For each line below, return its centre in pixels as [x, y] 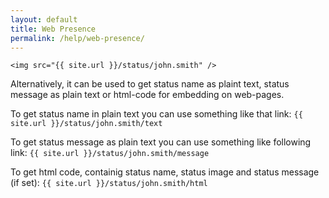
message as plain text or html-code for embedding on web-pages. [147, 95]
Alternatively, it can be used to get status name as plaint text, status [150, 84]
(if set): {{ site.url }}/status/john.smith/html [109, 183]
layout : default [44, 19]
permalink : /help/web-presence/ [77, 38]
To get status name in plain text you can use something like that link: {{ [156, 114]
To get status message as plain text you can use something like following [161, 142]
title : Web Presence [53, 29]
